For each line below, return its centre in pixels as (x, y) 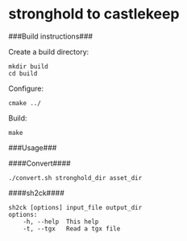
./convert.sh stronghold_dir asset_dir (75, 178)
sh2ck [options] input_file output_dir (75, 207)
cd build (23, 73)
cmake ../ (25, 103)
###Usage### (33, 147)
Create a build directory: (49, 51)
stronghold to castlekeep (94, 14)
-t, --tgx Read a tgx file (72, 229)
